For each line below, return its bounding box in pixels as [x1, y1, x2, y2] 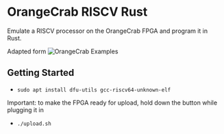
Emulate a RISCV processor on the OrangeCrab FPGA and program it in [7, 27, 208, 35]
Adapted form [7, 47, 47, 55]
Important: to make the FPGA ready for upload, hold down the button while [7, 98, 218, 107]
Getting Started [7, 67, 75, 79]
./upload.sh [16, 120, 51, 127]
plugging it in [7, 105, 45, 113]
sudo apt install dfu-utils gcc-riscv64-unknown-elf [16, 86, 171, 93]
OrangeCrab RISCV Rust [7, 4, 148, 20]
